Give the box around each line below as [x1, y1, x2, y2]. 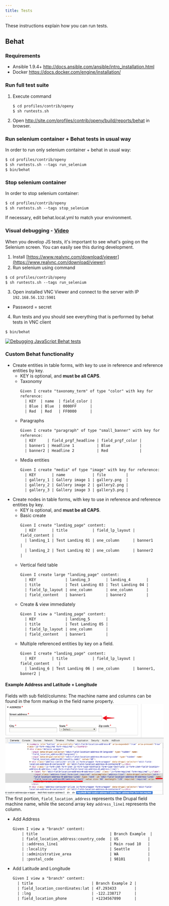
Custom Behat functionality [5, 351, 74, 358]
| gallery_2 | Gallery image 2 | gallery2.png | [24, 482, 129, 487]
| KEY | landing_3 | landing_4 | [24, 577, 149, 582]
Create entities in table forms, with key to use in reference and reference [12, 362, 163, 368]
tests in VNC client [12, 319, 51, 325]
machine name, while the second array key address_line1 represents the [5, 801, 156, 807]
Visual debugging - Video [5, 227, 69, 234]
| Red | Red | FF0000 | [24, 409, 93, 414]
